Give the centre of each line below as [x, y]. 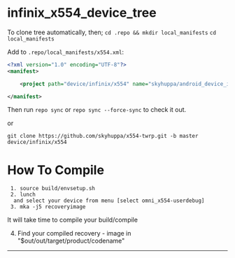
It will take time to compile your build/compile [73, 220]
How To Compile [56, 170]
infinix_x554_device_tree [82, 13]
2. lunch [23, 195]
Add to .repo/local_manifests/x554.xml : [66, 52]
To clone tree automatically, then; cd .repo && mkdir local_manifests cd [112, 32]
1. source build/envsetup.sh [53, 189]
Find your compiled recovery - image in [74, 234]
